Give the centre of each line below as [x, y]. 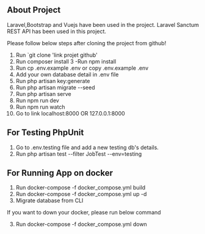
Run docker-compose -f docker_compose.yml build [81, 188]
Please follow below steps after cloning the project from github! [87, 43]
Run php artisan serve [44, 93]
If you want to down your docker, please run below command [84, 213]
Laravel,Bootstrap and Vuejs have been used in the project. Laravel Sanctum [103, 24]
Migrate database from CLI [49, 200]
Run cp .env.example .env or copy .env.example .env [82, 68]
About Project [34, 10]
